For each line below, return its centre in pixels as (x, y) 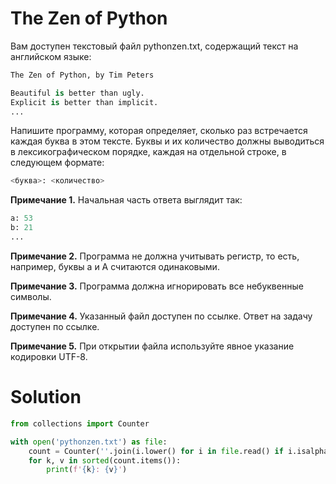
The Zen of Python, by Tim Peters (82, 75)
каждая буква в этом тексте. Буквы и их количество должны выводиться (167, 141)
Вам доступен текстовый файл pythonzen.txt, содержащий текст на (154, 46)
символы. (31, 296)
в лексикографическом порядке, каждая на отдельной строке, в (148, 152)
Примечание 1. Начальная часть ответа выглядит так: (126, 200)
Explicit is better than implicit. (84, 102)
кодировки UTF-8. (49, 356)
